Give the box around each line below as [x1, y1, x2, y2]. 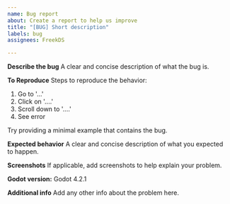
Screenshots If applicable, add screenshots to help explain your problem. [7, 161, 222, 170]
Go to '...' [17, 90, 44, 98]
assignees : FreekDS [7, 37, 65, 44]
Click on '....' [17, 97, 54, 106]
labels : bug [7, 30, 42, 38]
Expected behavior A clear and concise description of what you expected [7, 140, 224, 149]
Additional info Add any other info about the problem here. [7, 188, 179, 197]
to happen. [7, 147, 39, 156]
